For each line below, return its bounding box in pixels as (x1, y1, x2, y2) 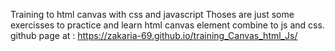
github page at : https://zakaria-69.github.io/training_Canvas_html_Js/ (10, 30, 298, 41)
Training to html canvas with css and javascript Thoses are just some (10, 9, 295, 20)
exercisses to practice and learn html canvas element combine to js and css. (10, 19, 325, 31)
